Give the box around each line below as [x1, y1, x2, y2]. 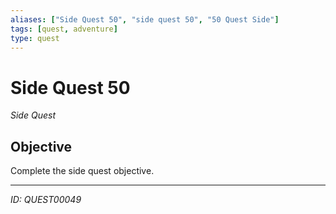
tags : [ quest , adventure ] [10, 24, 118, 34]
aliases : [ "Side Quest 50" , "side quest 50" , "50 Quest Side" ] [10, 14, 280, 25]
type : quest [10, 33, 60, 43]
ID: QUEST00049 [10, 194, 82, 206]
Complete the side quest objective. [10, 165, 155, 177]
